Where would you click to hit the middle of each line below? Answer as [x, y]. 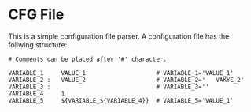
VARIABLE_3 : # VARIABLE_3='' [109, 87]
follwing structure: [38, 44]
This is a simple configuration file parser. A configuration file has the [119, 36]
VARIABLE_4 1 [37, 93]
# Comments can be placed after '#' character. [88, 59]
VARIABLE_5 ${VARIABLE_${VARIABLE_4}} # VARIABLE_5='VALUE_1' [121, 100]
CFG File [36, 15]
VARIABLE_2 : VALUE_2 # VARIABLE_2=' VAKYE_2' [126, 80]
